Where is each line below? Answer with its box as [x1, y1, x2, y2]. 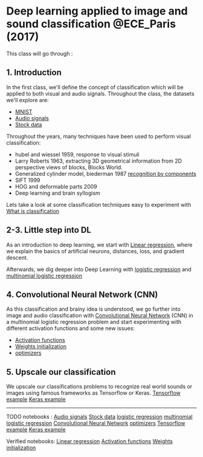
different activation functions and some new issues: [6, 325, 135, 332]
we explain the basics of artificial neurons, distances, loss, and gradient [6, 247, 185, 254]
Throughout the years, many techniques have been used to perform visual [6, 132, 192, 140]
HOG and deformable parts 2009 [14, 183, 98, 190]
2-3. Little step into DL [6, 225, 92, 235]
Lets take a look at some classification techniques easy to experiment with [6, 201, 192, 208]
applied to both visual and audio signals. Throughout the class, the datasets [6, 89, 195, 97]
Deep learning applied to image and [6, 4, 188, 18]
